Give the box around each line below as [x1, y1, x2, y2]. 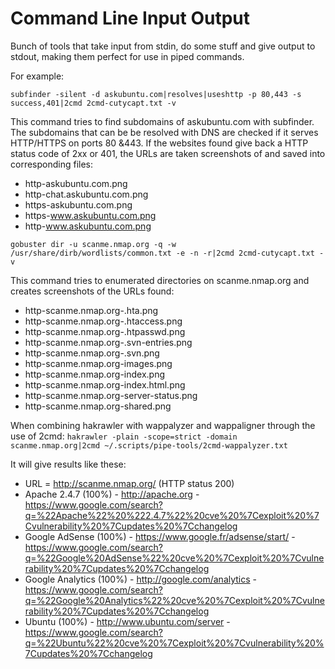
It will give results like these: [10, 458, 127, 470]
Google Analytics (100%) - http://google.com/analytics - [24, 573, 258, 585]
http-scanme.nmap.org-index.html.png [24, 378, 186, 391]
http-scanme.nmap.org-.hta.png [24, 304, 159, 316]
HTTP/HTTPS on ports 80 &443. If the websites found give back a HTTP [10, 137, 309, 149]
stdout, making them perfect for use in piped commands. [10, 50, 245, 62]
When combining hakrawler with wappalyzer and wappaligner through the [10, 419, 316, 431]
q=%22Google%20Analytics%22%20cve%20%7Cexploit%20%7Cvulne [24, 594, 325, 606]
